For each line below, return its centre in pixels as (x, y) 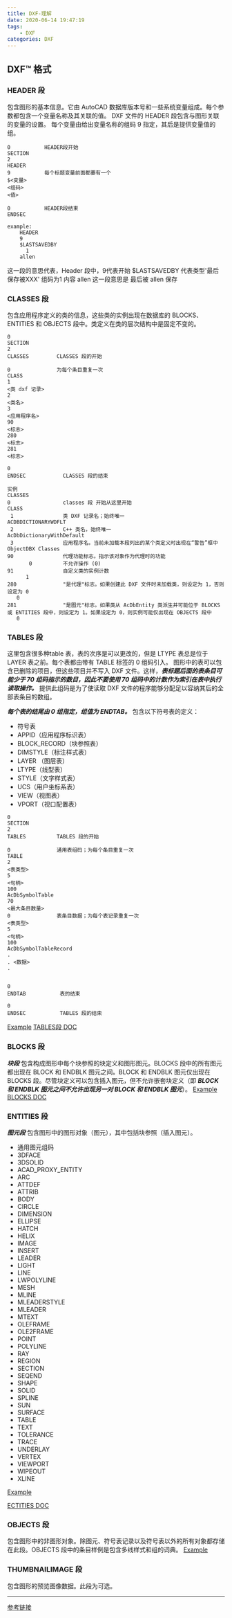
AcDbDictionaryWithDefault (46, 536)
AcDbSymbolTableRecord (40, 949)
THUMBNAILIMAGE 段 (45, 1570)
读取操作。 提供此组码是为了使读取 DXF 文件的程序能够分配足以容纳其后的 (113, 688)
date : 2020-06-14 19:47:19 (46, 20)
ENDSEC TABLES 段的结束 (55, 1014)
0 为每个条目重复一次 (55, 370)
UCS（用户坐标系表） (48, 787)
